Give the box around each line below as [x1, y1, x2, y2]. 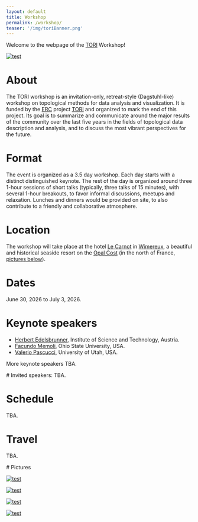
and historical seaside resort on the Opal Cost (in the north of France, [6, 249, 176, 256]
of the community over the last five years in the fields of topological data [6, 118, 183, 125]
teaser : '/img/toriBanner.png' [6, 25, 83, 31]
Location [6, 223, 50, 237]
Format [6, 152, 43, 165]
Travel [6, 433, 38, 446]
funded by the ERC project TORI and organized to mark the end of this [6, 106, 177, 113]
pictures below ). [6, 256, 46, 263]
